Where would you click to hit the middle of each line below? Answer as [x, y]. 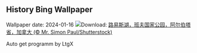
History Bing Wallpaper [49, 10]
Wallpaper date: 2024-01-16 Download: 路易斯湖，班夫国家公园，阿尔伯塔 [98, 24]
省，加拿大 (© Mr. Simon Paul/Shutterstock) [59, 32]
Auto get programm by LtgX [40, 44]
